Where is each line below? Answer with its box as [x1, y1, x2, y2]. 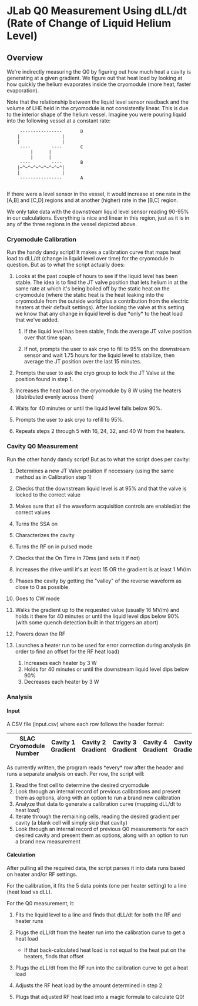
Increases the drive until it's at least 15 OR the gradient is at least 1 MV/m [15, 565, 192, 573]
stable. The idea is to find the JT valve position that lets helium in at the [15, 279, 188, 286]
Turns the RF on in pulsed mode [15, 543, 93, 550]
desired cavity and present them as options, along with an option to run [15, 832, 189, 839]
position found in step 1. [15, 376, 73, 383]
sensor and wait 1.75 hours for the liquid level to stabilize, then [24, 352, 175, 359]
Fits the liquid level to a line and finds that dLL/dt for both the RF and [15, 911, 182, 918]
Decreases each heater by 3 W [24, 678, 99, 685]
